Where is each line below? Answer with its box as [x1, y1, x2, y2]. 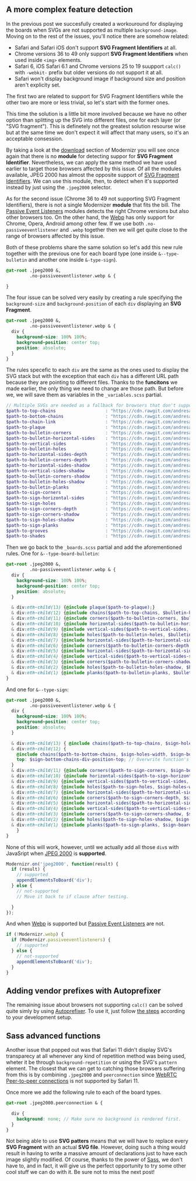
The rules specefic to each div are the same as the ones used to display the [6, 366, 189, 373]
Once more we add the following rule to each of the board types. [6, 1089, 162, 1096]
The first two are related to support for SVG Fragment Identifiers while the [6, 92, 184, 99]
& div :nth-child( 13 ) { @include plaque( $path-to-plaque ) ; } [11, 605, 156, 610]
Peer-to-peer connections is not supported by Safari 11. [6, 1077, 139, 1084]
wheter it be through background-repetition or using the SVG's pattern [6, 1059, 177, 1066]
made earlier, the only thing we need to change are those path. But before [6, 385, 184, 392]
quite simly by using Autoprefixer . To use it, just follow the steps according [6, 1008, 185, 1015]
